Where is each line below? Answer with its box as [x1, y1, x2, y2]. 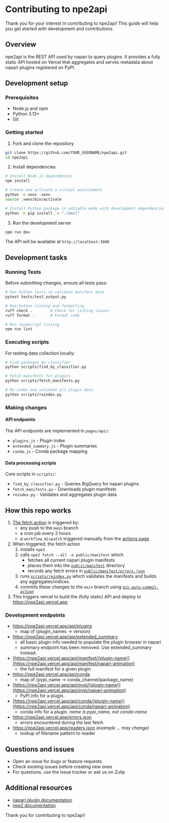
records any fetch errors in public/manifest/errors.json [27, 568, 145, 574]
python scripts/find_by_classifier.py [5, 364, 87, 369]
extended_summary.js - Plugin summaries [12, 443, 97, 449]
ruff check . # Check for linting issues [5, 308, 109, 313]
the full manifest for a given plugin [20, 666, 91, 672]
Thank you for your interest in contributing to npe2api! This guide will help [5, 20, 158, 26]
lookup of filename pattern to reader [20, 730, 96, 736]
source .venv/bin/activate [5, 197, 62, 202]
